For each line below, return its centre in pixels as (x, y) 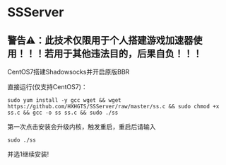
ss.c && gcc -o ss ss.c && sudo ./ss (63, 113)
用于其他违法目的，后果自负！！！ (128, 53)
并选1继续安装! (28, 154)
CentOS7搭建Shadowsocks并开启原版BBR (69, 72)
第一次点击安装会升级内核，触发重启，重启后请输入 (82, 127)
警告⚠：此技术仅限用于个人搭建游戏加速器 (100, 40)
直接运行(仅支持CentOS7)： (48, 87)
